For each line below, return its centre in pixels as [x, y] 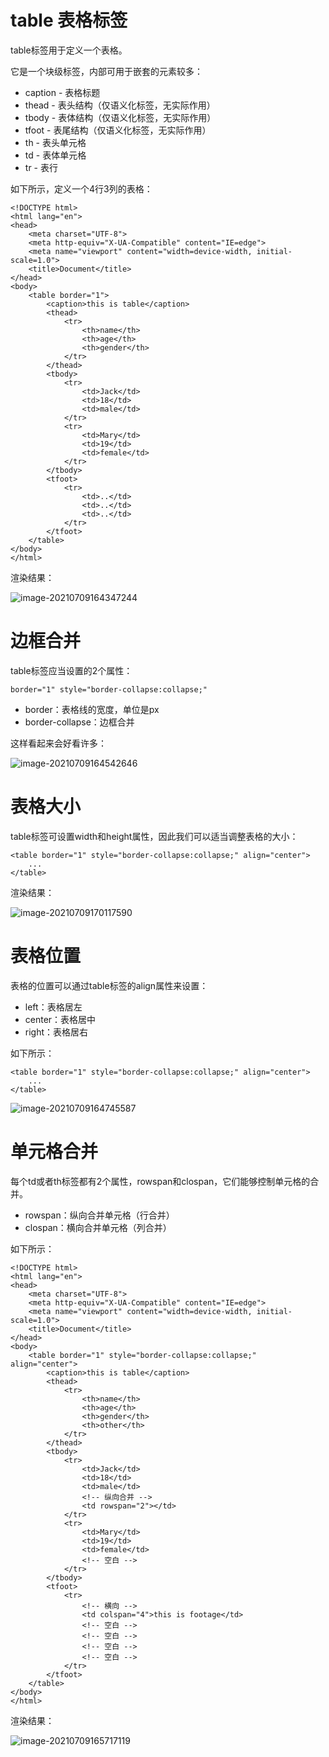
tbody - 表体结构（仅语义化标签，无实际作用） [120, 117]
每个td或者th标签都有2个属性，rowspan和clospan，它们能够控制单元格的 [160, 1181]
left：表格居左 [53, 1007]
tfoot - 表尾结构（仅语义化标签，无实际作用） [118, 130]
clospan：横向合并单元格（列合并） [98, 1227]
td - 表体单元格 [55, 155]
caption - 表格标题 [62, 92]
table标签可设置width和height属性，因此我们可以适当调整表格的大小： [154, 836]
